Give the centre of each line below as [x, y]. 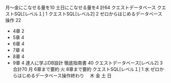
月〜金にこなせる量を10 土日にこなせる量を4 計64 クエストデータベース [81, 7]
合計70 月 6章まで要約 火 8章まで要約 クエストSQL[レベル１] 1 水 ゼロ [86, 69]
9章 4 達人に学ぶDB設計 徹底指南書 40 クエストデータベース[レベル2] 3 [88, 63]
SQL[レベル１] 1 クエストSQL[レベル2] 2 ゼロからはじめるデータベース [88, 14]
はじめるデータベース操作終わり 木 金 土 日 [64, 76]
